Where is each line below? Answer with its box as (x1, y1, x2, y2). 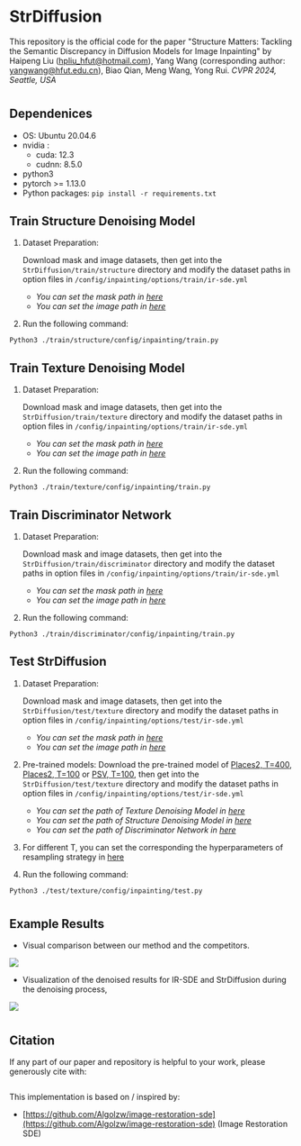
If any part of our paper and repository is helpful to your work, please (9, 1057, 266, 1068)
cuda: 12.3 (35, 149, 75, 159)
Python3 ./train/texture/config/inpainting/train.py (9, 483, 211, 492)
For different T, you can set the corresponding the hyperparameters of (22, 841, 284, 852)
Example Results (9, 916, 105, 932)
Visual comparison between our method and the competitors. (22, 940, 250, 951)
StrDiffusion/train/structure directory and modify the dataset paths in (22, 264, 291, 276)
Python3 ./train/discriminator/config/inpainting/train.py (9, 629, 235, 639)
